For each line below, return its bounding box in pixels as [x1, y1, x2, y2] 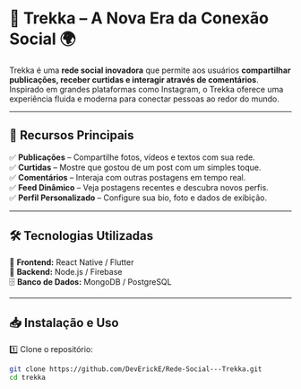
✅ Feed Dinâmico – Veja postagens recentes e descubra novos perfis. [9, 181, 269, 192]
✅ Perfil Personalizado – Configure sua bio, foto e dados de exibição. [9, 192, 267, 203]
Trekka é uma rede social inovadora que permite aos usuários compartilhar [9, 65, 291, 75]
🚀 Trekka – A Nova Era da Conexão [9, 8, 269, 29]
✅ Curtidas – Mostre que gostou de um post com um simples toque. [9, 162, 262, 172]
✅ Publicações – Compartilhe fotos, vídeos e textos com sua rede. [9, 152, 255, 163]
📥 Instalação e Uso [9, 314, 119, 331]
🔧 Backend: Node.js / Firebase [9, 266, 123, 277]
